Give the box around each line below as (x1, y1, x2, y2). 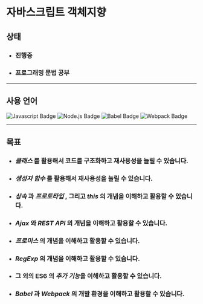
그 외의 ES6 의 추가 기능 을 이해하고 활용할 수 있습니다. (14, 272, 162, 280)
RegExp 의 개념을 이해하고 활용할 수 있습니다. (14, 254, 140, 263)
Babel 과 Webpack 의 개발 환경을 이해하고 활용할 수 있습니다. (14, 289, 185, 298)
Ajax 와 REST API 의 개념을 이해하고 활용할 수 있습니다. (14, 219, 168, 227)
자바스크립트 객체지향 (6, 5, 107, 19)
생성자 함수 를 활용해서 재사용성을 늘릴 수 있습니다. (14, 174, 153, 183)
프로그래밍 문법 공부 (14, 69, 70, 77)
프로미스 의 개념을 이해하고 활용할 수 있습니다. (14, 236, 140, 245)
